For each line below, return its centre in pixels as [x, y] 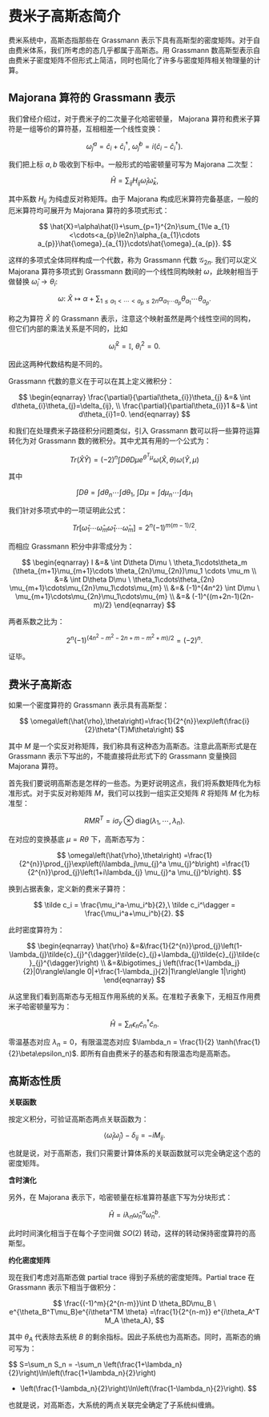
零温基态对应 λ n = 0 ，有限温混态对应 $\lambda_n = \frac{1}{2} [111, 1043]
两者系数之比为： [36, 621]
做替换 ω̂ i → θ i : [33, 282]
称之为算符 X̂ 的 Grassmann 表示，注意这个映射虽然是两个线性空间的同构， [132, 318]
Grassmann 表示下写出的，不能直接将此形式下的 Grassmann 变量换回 [122, 756]
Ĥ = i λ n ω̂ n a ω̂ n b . [134, 1215]
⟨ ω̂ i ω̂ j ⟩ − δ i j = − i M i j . [134, 1136]
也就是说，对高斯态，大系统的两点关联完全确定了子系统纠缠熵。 [113, 1405]
